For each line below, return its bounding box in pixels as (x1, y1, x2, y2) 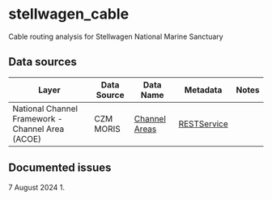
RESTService (178, 118, 228, 130)
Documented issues (8, 161, 112, 175)
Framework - (12, 113, 63, 124)
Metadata (184, 84, 223, 96)
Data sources (8, 55, 77, 69)
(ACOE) (12, 133, 42, 144)
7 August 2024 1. (8, 182, 65, 192)
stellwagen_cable (8, 5, 130, 23)
